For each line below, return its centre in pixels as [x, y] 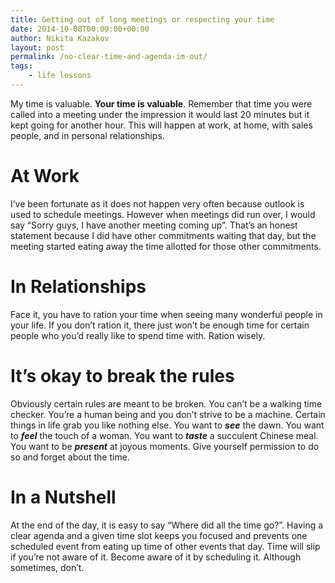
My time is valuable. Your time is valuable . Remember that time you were [161, 103]
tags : [21, 66]
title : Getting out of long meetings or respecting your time [142, 19]
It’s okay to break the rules [122, 375]
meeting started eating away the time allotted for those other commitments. [166, 246]
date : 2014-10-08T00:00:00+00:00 [80, 29]
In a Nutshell [63, 497]
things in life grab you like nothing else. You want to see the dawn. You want [167, 425]
